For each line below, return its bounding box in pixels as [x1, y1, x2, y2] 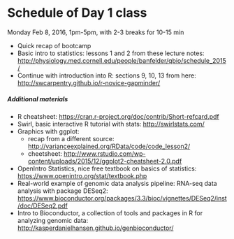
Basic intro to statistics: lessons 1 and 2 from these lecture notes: [17, 49, 205, 57]
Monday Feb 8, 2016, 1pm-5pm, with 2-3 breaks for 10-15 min [7, 28, 184, 36]
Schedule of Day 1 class [7, 5, 147, 21]
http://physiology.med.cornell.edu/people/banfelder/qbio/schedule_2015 [17, 56, 227, 64]
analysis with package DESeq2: [17, 187, 108, 195]
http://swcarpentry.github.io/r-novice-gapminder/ [17, 78, 161, 87]
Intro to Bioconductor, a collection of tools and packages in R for [17, 208, 203, 217]
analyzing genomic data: [17, 216, 89, 224]
